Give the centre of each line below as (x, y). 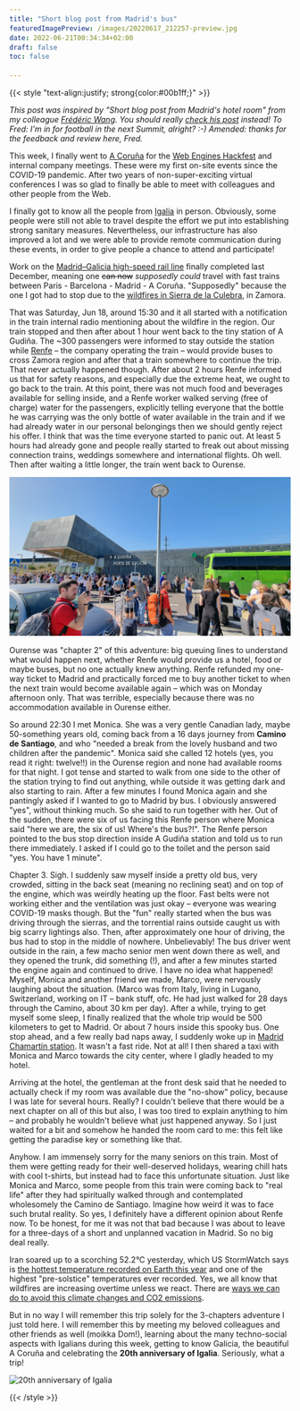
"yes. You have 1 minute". (56, 857)
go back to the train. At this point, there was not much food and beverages (146, 388)
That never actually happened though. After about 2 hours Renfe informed (146, 370)
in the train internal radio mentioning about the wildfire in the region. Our (142, 322)
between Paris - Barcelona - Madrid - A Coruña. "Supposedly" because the (148, 285)
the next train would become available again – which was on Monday (136, 688)
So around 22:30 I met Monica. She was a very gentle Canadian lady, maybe (150, 724)
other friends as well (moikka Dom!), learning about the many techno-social (148, 1334)
